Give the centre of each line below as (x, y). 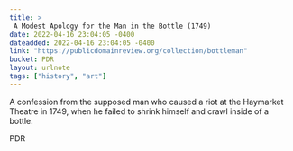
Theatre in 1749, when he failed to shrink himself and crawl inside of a (139, 111)
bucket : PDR (32, 59)
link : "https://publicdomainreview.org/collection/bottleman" (128, 51)
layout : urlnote (40, 68)
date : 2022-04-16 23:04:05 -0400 (72, 34)
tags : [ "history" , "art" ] (58, 76)
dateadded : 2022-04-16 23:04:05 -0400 (82, 43)
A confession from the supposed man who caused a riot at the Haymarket (146, 102)
